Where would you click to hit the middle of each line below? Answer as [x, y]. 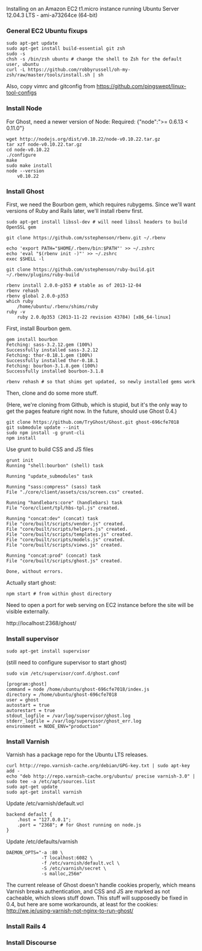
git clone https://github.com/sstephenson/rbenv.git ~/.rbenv [86, 238]
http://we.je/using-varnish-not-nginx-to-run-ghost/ [70, 911]
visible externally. [28, 611]
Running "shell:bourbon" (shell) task [55, 466]
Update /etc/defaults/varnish [42, 842]
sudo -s [16, 54]
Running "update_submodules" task [50, 476]
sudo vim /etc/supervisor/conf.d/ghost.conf [63, 673]
